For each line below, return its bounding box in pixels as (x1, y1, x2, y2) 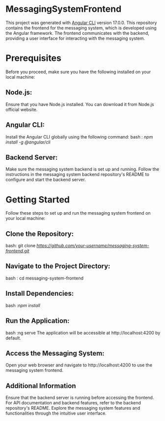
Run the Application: (5, 317, 70, 325)
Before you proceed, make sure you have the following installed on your (5, 69, 151, 75)
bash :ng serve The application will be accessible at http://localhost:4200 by (5, 330, 161, 336)
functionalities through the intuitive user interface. (5, 410, 107, 416)
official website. (5, 107, 38, 112)
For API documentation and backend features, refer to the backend (5, 400, 141, 406)
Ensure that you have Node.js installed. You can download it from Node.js (5, 101, 154, 107)
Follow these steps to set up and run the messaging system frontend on (5, 210, 151, 216)
